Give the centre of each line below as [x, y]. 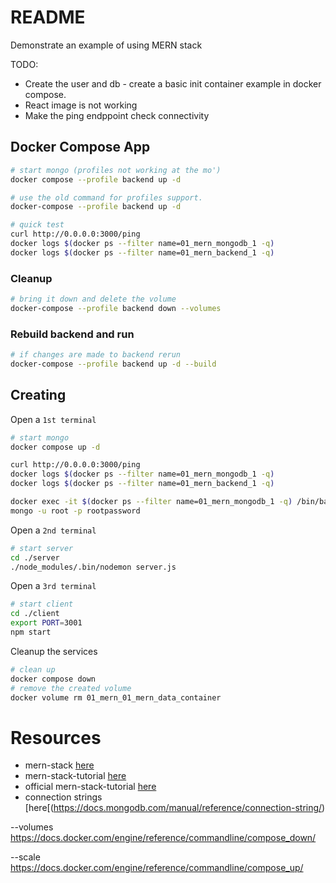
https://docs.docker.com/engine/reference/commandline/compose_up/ [157, 868]
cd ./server [35, 557]
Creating [38, 395]
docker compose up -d [55, 447]
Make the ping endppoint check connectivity [117, 115]
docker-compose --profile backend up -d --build [113, 364]
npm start [31, 632]
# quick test [37, 225]
